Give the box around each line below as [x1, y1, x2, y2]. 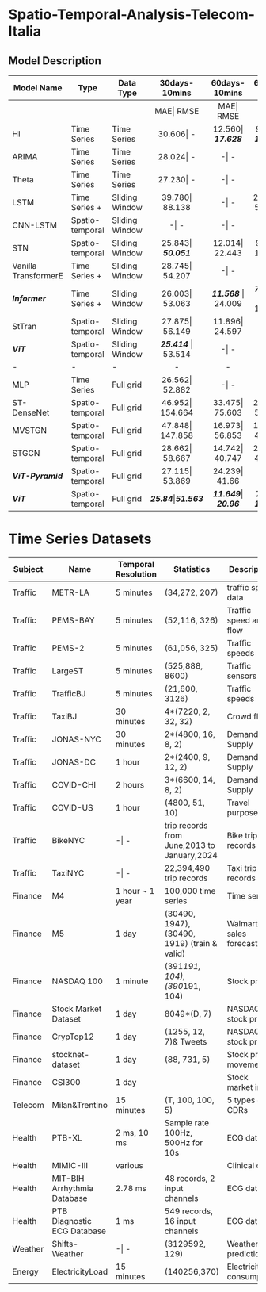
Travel [226, 797, 250, 808]
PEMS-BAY [51, 615, 95, 626]
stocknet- [51, 1049, 89, 1060]
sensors [226, 670, 257, 681]
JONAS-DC [51, 756, 97, 767]
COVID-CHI [51, 779, 97, 790]
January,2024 [164, 849, 218, 861]
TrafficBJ [51, 688, 86, 699]
